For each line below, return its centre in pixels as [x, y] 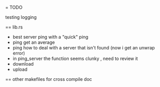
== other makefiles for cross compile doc [49, 79]
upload [20, 69]
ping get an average [34, 42]
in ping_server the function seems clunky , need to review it [75, 59]
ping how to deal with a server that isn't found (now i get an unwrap [84, 48]
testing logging [21, 17]
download [23, 64]
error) [19, 53]
